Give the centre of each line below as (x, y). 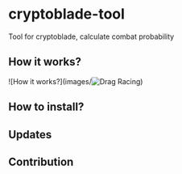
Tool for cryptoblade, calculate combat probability (91, 36)
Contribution (41, 161)
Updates (30, 134)
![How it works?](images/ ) (76, 81)
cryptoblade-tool (66, 14)
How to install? (46, 107)
